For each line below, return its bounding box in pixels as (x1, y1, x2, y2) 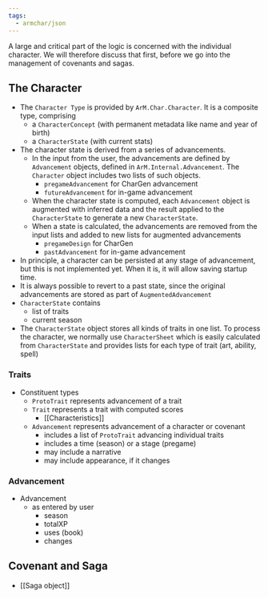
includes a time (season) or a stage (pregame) (43, 438, 197, 448)
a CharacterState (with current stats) (31, 137, 154, 146)
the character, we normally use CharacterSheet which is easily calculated (19, 332, 261, 342)
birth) (31, 128, 50, 138)
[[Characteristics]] (43, 413, 105, 423)
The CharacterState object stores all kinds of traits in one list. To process (19, 323, 261, 333)
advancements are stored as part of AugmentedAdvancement (19, 290, 212, 299)
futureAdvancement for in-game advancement (43, 187, 194, 197)
